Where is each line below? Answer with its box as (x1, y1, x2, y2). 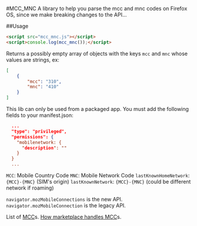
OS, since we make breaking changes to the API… (6, 11, 128, 18)
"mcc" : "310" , (27, 79, 62, 85)
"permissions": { (11, 134, 54, 140)
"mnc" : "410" (27, 84, 59, 90)
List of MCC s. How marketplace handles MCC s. (6, 214, 122, 220)
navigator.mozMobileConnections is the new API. (6, 196, 123, 203)
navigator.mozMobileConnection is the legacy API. (6, 202, 126, 209)
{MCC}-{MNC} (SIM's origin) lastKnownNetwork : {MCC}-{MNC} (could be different (6, 178, 191, 185)
